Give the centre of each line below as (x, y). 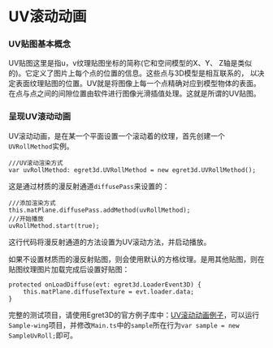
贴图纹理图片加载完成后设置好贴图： (69, 269)
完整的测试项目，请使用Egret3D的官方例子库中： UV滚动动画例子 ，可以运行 (134, 315)
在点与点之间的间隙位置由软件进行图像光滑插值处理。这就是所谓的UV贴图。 (135, 93)
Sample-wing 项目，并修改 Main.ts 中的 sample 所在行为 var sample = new (124, 324)
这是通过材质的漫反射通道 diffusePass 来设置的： (89, 186)
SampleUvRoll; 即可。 (43, 335)
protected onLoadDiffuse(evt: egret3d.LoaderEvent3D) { (105, 285)
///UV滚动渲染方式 (36, 163)
